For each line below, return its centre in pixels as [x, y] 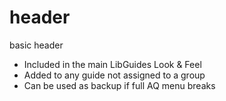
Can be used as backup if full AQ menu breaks [119, 85]
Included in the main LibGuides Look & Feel [112, 64]
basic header [36, 45]
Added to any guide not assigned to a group [114, 75]
